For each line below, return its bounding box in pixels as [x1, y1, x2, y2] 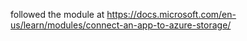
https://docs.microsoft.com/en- [106, 9, 237, 20]
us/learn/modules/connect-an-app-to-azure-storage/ [10, 19, 232, 31]
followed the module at [10, 9, 105, 20]
